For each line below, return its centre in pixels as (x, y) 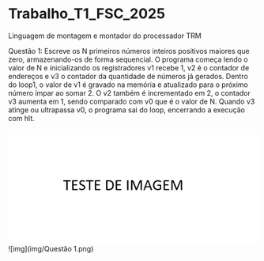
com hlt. (22, 118)
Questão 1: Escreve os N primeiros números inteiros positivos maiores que (129, 51)
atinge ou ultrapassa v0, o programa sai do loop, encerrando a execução (126, 110)
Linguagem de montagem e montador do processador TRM (105, 36)
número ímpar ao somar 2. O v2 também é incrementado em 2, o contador (129, 93)
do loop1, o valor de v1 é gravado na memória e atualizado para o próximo (128, 85)
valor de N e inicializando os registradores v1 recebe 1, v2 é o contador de (129, 67)
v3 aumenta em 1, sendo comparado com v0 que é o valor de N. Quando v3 (132, 101)
